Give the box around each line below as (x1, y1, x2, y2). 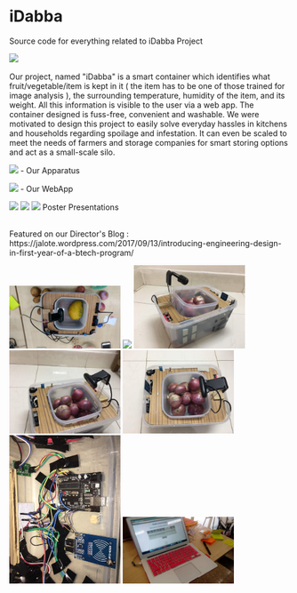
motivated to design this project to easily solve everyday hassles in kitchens (9, 118, 287, 129)
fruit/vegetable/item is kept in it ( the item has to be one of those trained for (9, 80, 285, 91)
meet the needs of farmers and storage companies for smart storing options (9, 137, 289, 148)
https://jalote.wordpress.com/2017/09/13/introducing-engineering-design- (9, 237, 282, 248)
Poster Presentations (42, 202, 119, 212)
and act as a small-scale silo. (9, 147, 116, 157)
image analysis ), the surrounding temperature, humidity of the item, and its (9, 90, 285, 100)
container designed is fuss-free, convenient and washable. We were (9, 108, 260, 119)
